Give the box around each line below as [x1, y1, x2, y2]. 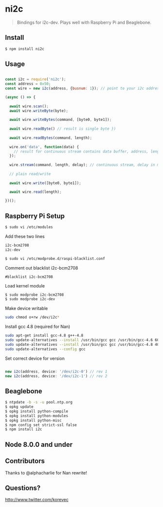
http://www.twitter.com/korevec [5, 497, 69, 503]
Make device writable [5, 305, 48, 311]
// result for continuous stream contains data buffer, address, [14, 149, 149, 154]
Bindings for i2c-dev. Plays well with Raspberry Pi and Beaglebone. [16, 19, 152, 25]
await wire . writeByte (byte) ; [9, 108, 68, 113]
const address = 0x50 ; [5, 82, 51, 86]
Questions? [5, 484, 41, 492]
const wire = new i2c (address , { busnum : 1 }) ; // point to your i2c [5, 86, 145, 91]
